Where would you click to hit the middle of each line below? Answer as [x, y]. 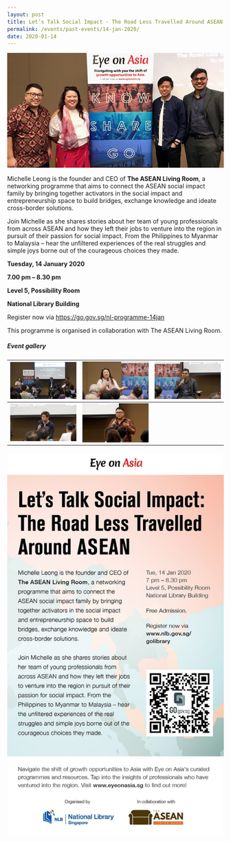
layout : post [26, 14]
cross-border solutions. [41, 208]
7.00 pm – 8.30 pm [34, 277]
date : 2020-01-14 [32, 36]
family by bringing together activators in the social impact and [95, 193]
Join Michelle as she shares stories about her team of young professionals [112, 221]
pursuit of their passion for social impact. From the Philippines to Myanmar [113, 236]
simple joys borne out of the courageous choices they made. [93, 250]
